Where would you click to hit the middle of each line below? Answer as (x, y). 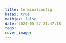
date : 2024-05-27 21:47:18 (33, 23)
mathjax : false (21, 19)
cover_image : (19, 33)
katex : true (17, 14)
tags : (11, 28)
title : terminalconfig (29, 10)
